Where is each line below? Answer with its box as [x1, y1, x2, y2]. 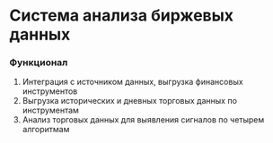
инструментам [22, 105, 79, 116]
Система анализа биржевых [9, 5, 234, 26]
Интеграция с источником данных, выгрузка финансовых [22, 77, 244, 88]
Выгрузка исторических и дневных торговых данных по [22, 96, 238, 106]
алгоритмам [22, 124, 70, 135]
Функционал [9, 56, 68, 69]
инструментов [22, 86, 78, 97]
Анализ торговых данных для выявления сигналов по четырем [22, 114, 265, 125]
